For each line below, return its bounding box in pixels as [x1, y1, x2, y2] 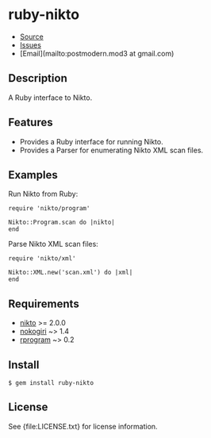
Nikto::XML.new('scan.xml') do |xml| [8, 268, 133, 277]
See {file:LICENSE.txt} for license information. [8, 421, 158, 431]
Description [8, 71, 67, 85]
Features [8, 116, 53, 129]
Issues [19, 40, 42, 49]
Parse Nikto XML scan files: [8, 240, 99, 249]
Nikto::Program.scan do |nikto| [8, 218, 115, 227]
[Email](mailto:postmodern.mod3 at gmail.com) [19, 48, 175, 58]
